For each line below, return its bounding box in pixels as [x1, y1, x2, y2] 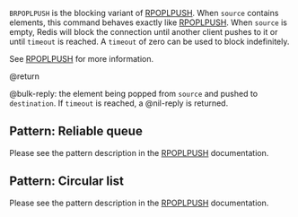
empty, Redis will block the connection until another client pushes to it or [9, 27, 278, 37]
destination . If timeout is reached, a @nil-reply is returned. [9, 98, 229, 108]
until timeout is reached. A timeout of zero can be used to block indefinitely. [9, 36, 290, 47]
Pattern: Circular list [9, 174, 124, 189]
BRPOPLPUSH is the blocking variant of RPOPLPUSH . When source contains [9, 8, 279, 18]
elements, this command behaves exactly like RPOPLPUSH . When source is [9, 17, 287, 28]
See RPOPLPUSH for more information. [9, 54, 154, 64]
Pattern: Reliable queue [9, 124, 144, 139]
